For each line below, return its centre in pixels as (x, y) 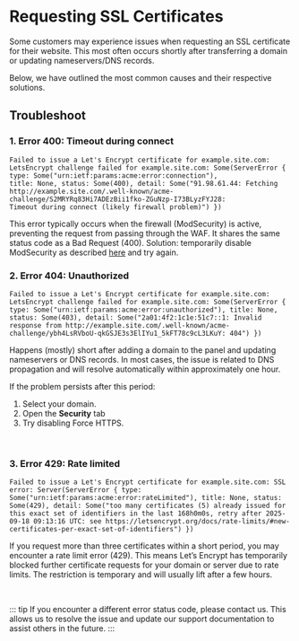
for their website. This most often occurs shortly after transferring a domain (149, 50)
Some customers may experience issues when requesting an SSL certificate (150, 41)
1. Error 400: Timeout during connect (92, 141)
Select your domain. (59, 404)
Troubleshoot (48, 115)
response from (36, 325)
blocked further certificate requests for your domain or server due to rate (144, 565)
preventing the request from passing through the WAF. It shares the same (145, 233)
